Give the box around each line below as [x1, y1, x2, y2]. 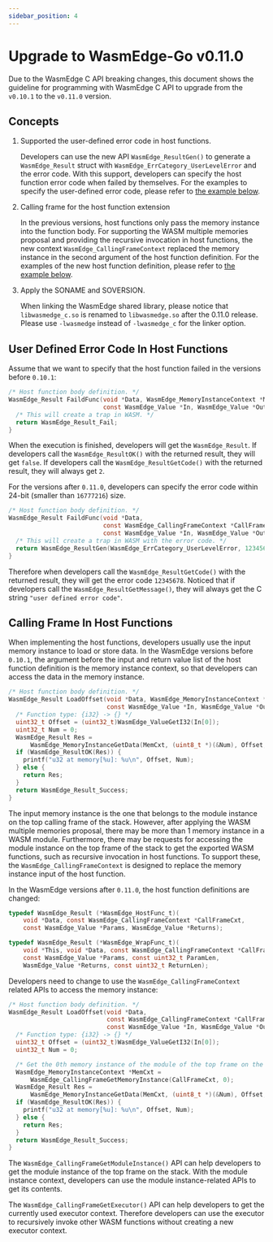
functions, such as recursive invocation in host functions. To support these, [8, 851, 262, 862]
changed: [8, 893, 41, 903]
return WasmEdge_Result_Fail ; [15, 418, 118, 427]
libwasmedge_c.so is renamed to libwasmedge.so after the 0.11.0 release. [19, 310, 258, 319]
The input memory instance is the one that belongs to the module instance [8, 808, 258, 818]
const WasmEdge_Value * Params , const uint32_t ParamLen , [23, 953, 220, 962]
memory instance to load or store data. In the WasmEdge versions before [8, 646, 253, 656]
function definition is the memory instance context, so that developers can [8, 663, 258, 673]
